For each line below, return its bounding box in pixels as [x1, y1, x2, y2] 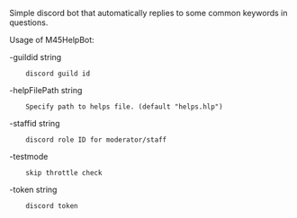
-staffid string [9, 118, 60, 128]
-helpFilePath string [9, 85, 83, 95]
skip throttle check [25, 169, 103, 178]
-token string [9, 184, 58, 195]
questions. [9, 17, 49, 28]
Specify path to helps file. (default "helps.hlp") [25, 102, 223, 111]
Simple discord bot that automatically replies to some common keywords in [9, 8, 288, 18]
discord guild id [25, 69, 91, 78]
